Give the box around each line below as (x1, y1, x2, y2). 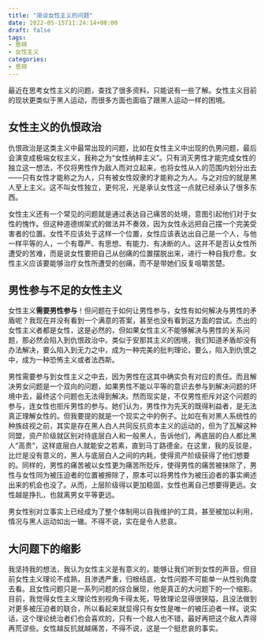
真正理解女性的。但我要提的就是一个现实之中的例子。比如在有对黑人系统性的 (8, 411, 257, 421)
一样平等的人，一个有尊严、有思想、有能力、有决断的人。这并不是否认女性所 (8, 238, 257, 248)
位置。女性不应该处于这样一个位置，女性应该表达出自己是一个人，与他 (28, 229, 257, 238)
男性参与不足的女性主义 (8, 283, 122, 296)
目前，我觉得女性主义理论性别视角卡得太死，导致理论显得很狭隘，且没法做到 (8, 594, 257, 604)
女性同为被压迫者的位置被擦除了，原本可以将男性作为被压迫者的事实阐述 (21, 471, 257, 480)
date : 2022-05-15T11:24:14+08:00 (8, 19, 118, 27)
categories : (8, 56, 47, 64)
